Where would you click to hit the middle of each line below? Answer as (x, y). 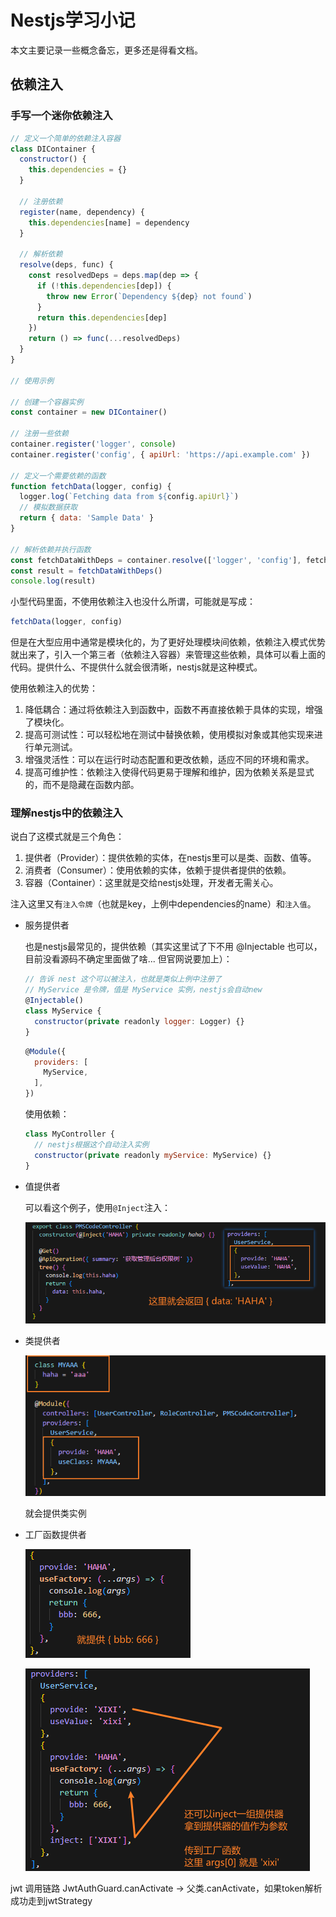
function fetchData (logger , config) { (91, 486)
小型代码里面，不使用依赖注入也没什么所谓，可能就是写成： (133, 602)
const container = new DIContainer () (89, 412)
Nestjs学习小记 (73, 20)
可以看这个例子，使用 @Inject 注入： (97, 1207)
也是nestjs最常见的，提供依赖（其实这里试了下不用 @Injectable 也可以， (173, 947)
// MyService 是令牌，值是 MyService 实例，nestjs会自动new (143, 990)
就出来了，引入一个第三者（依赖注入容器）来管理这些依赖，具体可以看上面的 (168, 655)
